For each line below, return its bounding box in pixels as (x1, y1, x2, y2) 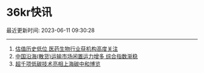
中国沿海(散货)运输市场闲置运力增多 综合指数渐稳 (15, 52, 138, 60)
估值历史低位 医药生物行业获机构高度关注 (15, 45, 118, 52)
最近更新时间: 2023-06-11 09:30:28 (6, 27, 95, 34)
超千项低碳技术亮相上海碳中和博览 (15, 60, 101, 67)
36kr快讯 (6, 5, 52, 19)
